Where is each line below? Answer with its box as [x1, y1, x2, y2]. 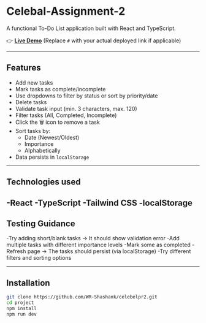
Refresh [6, 248, 26, 255]
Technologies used [6, 177, 81, 188]
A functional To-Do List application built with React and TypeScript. [6, 25, 176, 32]
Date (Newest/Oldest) [24, 134, 80, 141]
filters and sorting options [6, 254, 72, 262]
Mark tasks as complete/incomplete [15, 85, 106, 93]
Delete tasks [15, 98, 47, 105]
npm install [6, 305, 37, 311]
